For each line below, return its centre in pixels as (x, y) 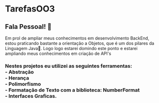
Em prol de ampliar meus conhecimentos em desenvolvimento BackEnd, (77, 38)
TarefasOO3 (30, 9)
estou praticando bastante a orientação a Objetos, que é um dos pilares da (79, 43)
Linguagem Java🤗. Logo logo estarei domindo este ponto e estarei (71, 48)
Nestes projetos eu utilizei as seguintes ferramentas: (69, 66)
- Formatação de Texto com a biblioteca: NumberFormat (72, 90)
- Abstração (19, 72)
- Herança (17, 78)
